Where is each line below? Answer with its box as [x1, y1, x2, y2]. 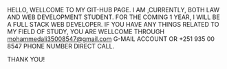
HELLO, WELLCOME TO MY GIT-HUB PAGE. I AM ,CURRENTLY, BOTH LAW [7, 6, 220, 14]
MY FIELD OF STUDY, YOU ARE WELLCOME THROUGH [7, 27, 165, 36]
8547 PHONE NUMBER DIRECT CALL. [7, 42, 115, 50]
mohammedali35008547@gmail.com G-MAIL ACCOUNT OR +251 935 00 [7, 35, 215, 43]
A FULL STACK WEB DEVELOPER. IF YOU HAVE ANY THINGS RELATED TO [7, 20, 219, 28]
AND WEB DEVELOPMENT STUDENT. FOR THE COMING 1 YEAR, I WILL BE [7, 13, 220, 21]
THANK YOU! [7, 55, 45, 64]
